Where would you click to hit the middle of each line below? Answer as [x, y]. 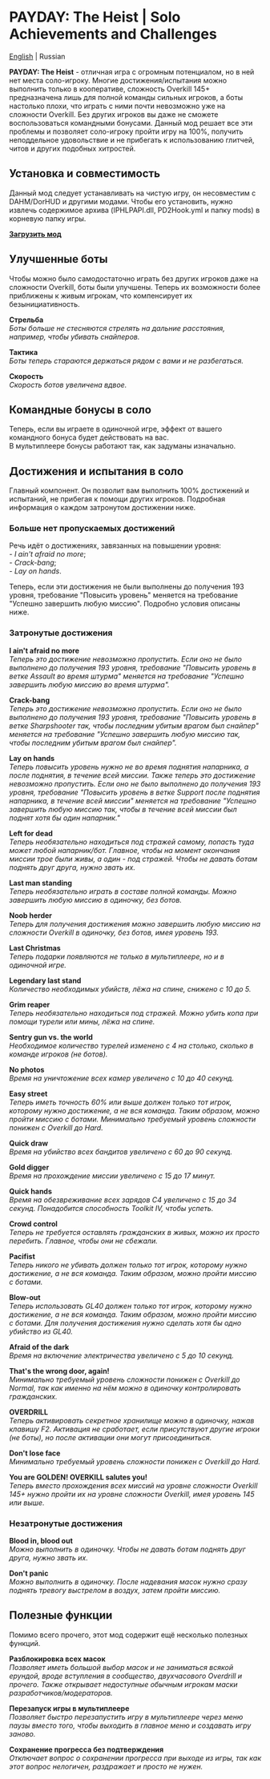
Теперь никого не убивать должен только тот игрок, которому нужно [128, 1265]
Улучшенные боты [58, 259]
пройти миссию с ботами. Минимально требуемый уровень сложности [133, 1119]
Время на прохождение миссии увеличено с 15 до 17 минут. [112, 1175]
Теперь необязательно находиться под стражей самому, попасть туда [132, 842]
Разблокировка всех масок [58, 1659]
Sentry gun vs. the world [51, 1036]
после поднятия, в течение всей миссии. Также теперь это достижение [132, 775]
